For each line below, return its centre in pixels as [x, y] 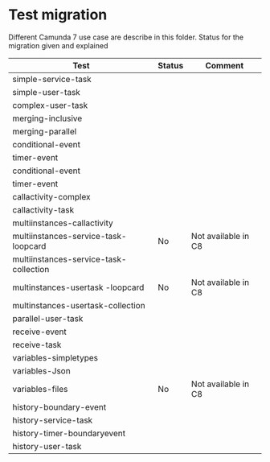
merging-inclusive [47, 118]
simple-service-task [52, 79]
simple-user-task [46, 92]
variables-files [40, 389]
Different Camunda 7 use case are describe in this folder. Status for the [126, 37]
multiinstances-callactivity [63, 223]
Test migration [58, 15]
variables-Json [41, 370]
